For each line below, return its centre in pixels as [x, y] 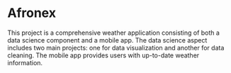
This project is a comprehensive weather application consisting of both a [113, 33]
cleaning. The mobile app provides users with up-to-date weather [103, 55]
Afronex [32, 13]
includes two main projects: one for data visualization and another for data [116, 47]
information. [25, 62]
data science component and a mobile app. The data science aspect [107, 40]
